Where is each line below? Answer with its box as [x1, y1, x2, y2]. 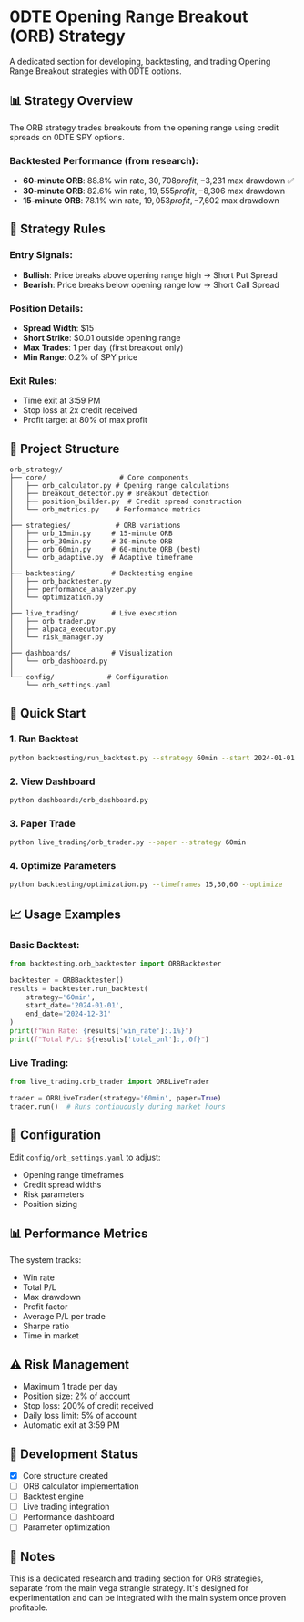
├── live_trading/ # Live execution [9, 609, 177, 618]
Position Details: [9, 302, 84, 315]
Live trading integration [22, 1502, 110, 1513]
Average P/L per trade [22, 1311, 106, 1322]
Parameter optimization [22, 1522, 111, 1533]
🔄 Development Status [9, 1446, 139, 1462]
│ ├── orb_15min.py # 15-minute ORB [9, 529, 173, 539]
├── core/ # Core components [9, 473, 189, 482]
